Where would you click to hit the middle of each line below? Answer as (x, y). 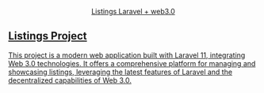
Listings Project (48, 36)
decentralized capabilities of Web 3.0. (70, 80)
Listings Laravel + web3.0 (133, 11)
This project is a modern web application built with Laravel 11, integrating (127, 55)
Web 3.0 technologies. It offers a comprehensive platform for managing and (132, 63)
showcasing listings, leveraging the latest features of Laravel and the (120, 72)
